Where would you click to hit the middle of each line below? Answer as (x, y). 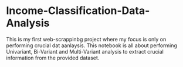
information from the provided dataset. (53, 58)
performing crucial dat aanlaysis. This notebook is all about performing (92, 45)
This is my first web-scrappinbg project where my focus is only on (86, 39)
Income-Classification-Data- (78, 11)
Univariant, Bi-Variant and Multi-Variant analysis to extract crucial (85, 51)
